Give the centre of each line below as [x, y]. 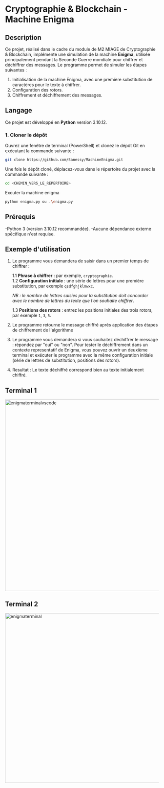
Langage [19, 110]
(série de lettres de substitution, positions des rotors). [66, 360]
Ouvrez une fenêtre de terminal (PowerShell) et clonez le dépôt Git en [75, 146]
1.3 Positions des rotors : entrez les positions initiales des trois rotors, [82, 310]
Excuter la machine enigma [32, 192]
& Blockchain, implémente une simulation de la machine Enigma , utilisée [78, 54]
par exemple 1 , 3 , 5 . [31, 315]
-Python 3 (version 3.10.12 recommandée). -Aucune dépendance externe [78, 229]
